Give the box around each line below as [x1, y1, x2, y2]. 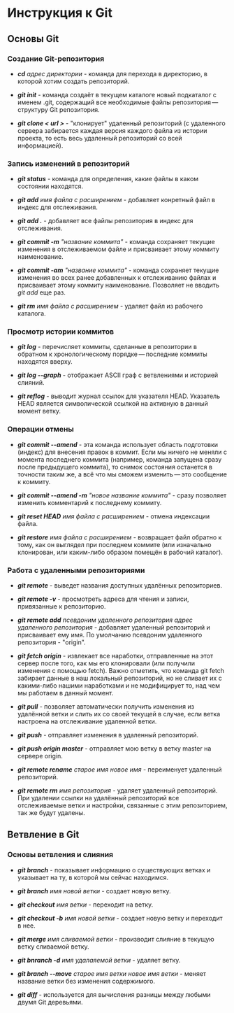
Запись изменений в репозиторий [7, 159, 131, 169]
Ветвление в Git [7, 829, 80, 841]
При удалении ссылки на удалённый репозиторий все [17, 794, 180, 802]
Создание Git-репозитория [7, 54, 105, 64]
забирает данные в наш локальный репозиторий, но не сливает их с [17, 674, 222, 683]
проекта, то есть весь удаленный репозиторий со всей [17, 134, 183, 142]
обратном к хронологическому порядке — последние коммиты [17, 350, 207, 358]
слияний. [17, 378, 45, 387]
